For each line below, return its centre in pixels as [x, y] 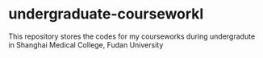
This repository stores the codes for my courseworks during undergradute [132, 36]
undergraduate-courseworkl [106, 14]
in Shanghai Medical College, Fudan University [86, 44]
